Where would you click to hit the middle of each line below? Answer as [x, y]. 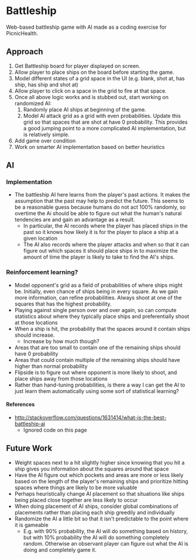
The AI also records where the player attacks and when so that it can [106, 245]
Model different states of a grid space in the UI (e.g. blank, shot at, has [100, 78]
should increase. [35, 335]
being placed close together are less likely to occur [76, 500]
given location [40, 238]
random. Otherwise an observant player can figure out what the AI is [106, 543]
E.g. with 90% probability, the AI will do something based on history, [106, 531]
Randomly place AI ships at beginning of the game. [85, 109]
